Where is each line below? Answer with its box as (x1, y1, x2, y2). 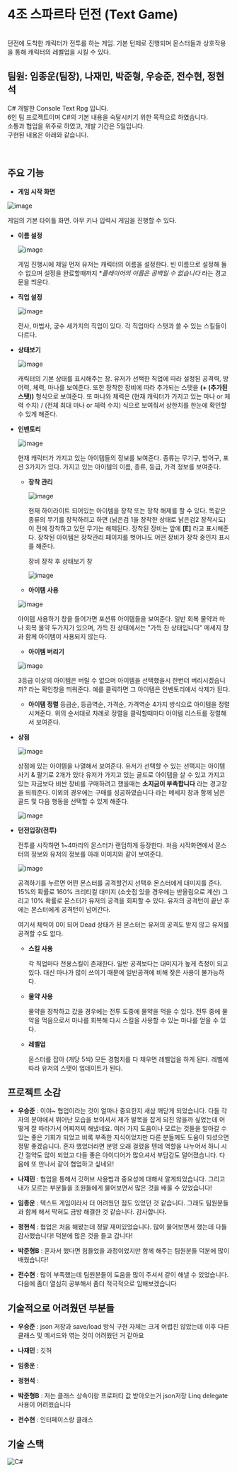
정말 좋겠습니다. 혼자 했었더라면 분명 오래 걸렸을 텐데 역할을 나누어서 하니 (17, 1142, 220, 1151)
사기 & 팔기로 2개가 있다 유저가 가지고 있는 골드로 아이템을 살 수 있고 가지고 (17, 770, 225, 779)
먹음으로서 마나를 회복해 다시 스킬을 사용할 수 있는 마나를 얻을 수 (41, 1015, 219, 1025)
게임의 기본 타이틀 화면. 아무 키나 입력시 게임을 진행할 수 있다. (7, 216, 177, 224)
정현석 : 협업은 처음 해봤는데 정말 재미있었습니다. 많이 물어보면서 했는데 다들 (17, 1222, 228, 1231)
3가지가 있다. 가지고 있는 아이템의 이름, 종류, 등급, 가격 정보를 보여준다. (25, 462, 221, 471)
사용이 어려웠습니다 (17, 1400, 71, 1409)
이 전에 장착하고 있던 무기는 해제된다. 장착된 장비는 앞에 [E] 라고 (28, 524, 204, 533)
